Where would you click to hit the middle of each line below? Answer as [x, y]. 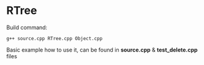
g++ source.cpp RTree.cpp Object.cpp [55, 38]
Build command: [27, 27]
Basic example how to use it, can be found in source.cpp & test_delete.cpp [102, 50]
